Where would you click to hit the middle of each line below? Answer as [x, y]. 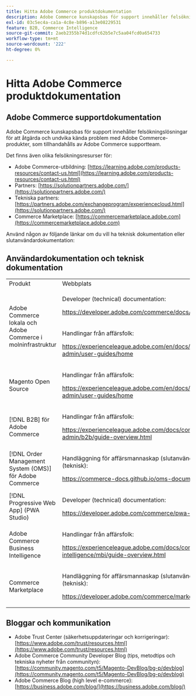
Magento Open [29, 381]
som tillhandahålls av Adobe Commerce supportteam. [97, 144]
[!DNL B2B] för [29, 419]
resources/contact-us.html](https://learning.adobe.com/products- [94, 173]
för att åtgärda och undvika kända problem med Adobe [72, 137]
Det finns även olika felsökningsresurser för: [59, 155]
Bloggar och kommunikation [58, 623]
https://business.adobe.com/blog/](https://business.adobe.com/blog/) [101, 687]
